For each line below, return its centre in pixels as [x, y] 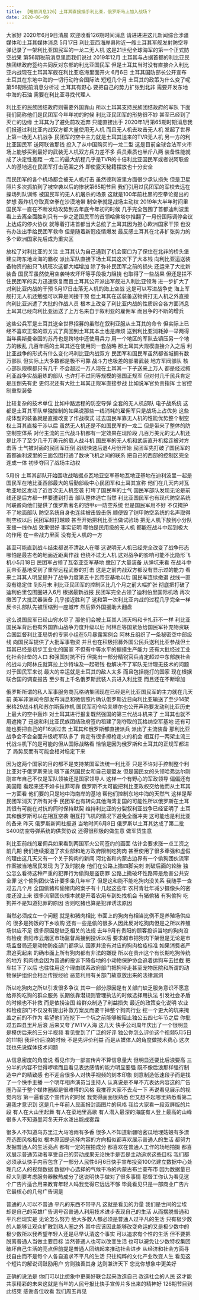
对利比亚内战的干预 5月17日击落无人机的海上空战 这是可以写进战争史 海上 [95, 289]
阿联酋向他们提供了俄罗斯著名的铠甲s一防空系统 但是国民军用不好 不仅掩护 [97, 505]
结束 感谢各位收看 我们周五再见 [49, 1291]
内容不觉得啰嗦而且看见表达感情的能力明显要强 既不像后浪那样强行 [103, 1067]
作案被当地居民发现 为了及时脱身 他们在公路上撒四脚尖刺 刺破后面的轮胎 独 [97, 866]
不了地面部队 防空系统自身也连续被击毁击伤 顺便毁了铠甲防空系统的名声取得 [98, 512]
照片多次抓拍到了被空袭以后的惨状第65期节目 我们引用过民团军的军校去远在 [98, 187]
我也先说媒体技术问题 [32, 1047]
